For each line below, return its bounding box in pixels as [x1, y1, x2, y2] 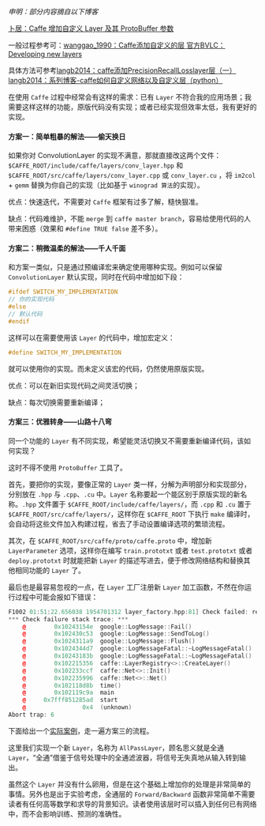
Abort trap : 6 [8, 711, 55, 719]
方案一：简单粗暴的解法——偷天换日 [8, 131, 126, 141]
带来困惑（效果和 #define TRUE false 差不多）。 [8, 224, 162, 233]
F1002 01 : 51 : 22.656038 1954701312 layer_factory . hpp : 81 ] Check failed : [8, 608, 248, 616]
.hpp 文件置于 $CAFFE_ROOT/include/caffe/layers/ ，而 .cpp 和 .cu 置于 [22, 499, 252, 508]
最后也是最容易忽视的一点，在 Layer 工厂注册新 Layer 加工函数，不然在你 [8, 582, 245, 591]
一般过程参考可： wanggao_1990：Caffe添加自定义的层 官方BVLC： [8, 40, 226, 50]
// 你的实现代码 [8, 296, 54, 304]
